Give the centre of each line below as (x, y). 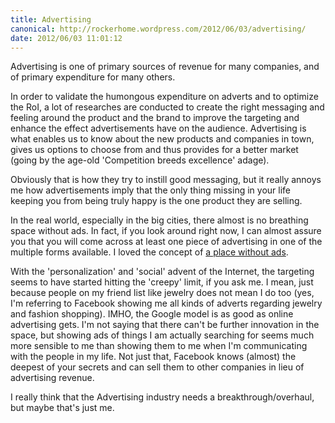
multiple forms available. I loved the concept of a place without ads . (149, 252)
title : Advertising (51, 19)
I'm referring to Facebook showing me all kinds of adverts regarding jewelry (166, 303)
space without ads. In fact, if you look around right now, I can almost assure (166, 231)
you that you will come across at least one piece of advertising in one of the (166, 242)
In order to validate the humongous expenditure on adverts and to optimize (164, 97)
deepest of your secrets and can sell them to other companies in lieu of (157, 367)
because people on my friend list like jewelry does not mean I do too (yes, (162, 293)
